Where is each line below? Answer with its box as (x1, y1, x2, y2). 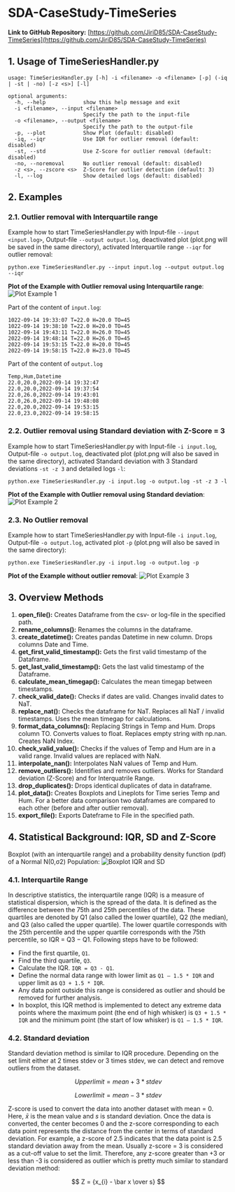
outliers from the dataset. (8, 1064, 81, 1072)
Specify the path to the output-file (83, 123, 193, 130)
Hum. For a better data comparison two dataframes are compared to (17, 796, 215, 804)
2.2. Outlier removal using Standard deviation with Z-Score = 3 (8, 426, 226, 436)
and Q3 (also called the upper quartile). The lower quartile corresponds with (8, 920, 227, 928)
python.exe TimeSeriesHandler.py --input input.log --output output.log (8, 264, 225, 271)
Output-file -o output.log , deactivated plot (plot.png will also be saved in (8, 449, 220, 457)
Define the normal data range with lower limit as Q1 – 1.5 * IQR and (17, 971, 215, 979)
